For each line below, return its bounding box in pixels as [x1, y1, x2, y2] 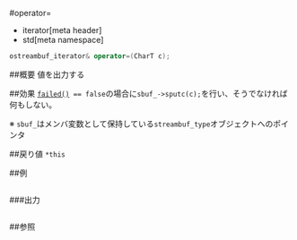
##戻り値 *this [9, 148, 66, 159]
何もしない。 [9, 99, 57, 110]
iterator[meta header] [22, 25, 102, 35]
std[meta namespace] [22, 35, 104, 45]
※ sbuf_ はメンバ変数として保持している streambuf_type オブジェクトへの [9, 118, 274, 129]
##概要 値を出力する [9, 69, 85, 80]
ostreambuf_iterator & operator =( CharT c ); [9, 52, 170, 61]
